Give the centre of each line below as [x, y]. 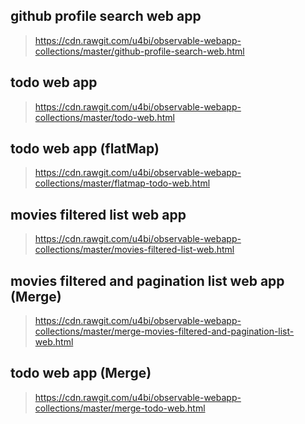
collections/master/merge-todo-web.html [120, 408]
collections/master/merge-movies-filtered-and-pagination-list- [164, 331]
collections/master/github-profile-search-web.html [139, 51]
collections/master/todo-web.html [104, 117]
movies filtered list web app [98, 214]
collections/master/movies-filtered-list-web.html [134, 250]
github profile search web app [106, 16]
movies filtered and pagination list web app [147, 280]
